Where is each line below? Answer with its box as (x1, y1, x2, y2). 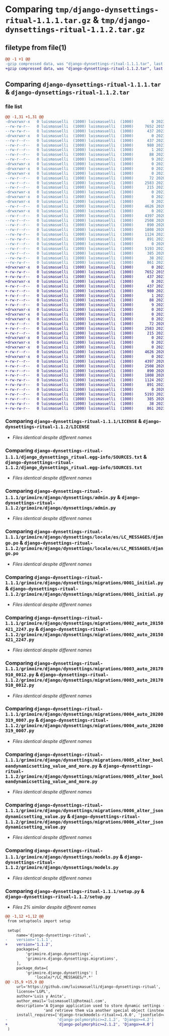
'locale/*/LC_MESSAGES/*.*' (34, 975, 94, 980)
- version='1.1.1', (5, 937, 53, 943)
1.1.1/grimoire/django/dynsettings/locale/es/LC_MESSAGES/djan (5, 534, 163, 540)
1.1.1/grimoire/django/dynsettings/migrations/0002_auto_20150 (5, 620, 163, 626)
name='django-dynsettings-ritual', (16, 932, 92, 938)
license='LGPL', (16, 989, 51, 994)
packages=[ (16, 947, 39, 952)
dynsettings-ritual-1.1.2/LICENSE (5, 424, 90, 430)
